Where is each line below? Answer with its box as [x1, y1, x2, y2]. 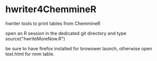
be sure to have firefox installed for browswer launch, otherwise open [5, 45, 152, 51]
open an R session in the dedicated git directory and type [5, 30, 127, 36]
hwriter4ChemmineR [5, 4, 96, 15]
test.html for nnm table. [5, 51, 55, 57]
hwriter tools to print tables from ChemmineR [5, 20, 101, 26]
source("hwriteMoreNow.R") [5, 36, 66, 42]
